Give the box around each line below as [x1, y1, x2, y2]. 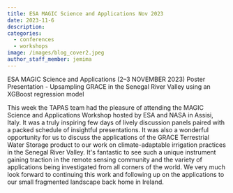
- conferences [13, 36, 54, 43]
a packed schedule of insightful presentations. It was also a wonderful [7, 125, 209, 134]
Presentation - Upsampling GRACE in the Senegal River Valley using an [7, 82, 211, 91]
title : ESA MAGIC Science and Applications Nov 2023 [7, 10, 164, 17]
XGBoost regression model [7, 90, 84, 98]
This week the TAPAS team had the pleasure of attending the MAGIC [7, 103, 204, 112]
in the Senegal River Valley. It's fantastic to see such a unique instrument [7, 148, 216, 156]
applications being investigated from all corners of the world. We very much [7, 162, 225, 171]
